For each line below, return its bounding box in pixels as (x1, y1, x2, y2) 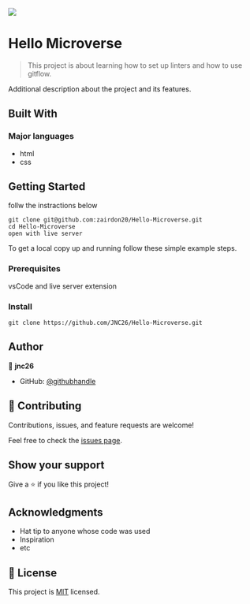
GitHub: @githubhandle (19, 376, 96, 386)
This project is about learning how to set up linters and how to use (27, 60, 243, 70)
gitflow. (27, 69, 52, 78)
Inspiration (19, 535, 54, 544)
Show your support (8, 458, 105, 472)
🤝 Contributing (8, 399, 82, 413)
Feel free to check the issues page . (8, 435, 122, 445)
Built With (8, 107, 58, 121)
